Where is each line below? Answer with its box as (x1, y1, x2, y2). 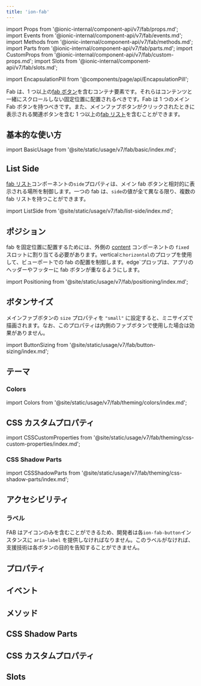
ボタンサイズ (6, 297, 54, 307)
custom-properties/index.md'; (6, 440, 81, 447)
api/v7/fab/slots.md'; (6, 64, 58, 71)
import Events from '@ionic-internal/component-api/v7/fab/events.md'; (6, 31, 183, 39)
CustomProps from (6, 51, 53, 58)
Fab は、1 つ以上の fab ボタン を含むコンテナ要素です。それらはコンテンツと (6, 88, 193, 95)
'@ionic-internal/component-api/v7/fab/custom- (54, 51, 174, 58)
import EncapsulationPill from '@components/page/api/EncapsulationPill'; (6, 75, 189, 83)
